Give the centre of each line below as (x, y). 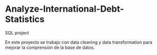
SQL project (17, 33)
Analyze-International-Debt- (65, 9)
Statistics (25, 19)
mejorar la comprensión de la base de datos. (50, 47)
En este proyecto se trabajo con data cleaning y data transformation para (79, 42)
